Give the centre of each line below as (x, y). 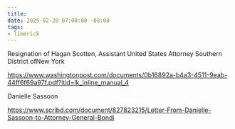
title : (17, 14)
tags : (15, 27)
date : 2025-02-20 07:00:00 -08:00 (59, 21)
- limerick (23, 34)
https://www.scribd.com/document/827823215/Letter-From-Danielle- (109, 110)
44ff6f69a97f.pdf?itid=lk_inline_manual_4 (68, 83)
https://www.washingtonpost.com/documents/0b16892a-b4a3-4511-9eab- (117, 75)
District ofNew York (36, 62)
